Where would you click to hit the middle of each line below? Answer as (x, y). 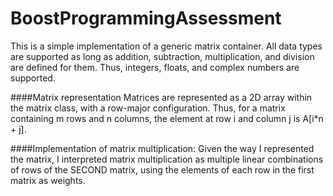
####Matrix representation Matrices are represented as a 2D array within (161, 97)
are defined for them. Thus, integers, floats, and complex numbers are (155, 67)
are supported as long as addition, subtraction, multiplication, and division (162, 56)
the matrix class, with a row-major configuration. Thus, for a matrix (148, 108)
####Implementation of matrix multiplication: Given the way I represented (162, 148)
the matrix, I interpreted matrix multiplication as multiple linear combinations (167, 159)
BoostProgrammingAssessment (146, 18)
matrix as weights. (48, 180)
